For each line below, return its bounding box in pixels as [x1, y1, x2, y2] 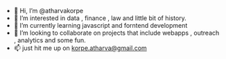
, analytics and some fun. [13, 36, 87, 44]
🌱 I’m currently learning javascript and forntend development [13, 22, 188, 29]
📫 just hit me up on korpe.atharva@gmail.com [13, 44, 147, 52]
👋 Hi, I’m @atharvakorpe [13, 7, 84, 15]
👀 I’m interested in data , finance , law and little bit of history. [13, 14, 187, 22]
